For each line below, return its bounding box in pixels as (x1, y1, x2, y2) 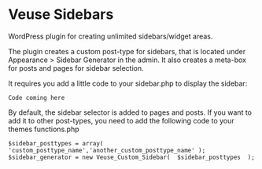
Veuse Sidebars (8, 6, 114, 24)
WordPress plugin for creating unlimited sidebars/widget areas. (8, 31, 213, 41)
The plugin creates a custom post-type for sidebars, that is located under (8, 46, 246, 56)
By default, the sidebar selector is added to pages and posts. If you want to (8, 108, 252, 117)
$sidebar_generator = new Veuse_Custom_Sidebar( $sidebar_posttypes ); (8, 153, 256, 161)
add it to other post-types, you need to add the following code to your (8, 116, 234, 125)
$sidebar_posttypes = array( (8, 139, 104, 147)
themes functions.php (8, 124, 79, 134)
